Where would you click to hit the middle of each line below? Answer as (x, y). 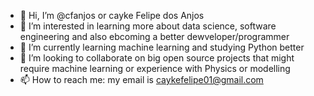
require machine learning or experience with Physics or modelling (155, 68)
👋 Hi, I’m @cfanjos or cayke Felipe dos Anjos (112, 15)
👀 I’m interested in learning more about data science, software (148, 26)
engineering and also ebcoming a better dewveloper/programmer (154, 36)
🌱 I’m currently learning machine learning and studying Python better (162, 47)
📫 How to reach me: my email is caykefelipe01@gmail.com (141, 79)
